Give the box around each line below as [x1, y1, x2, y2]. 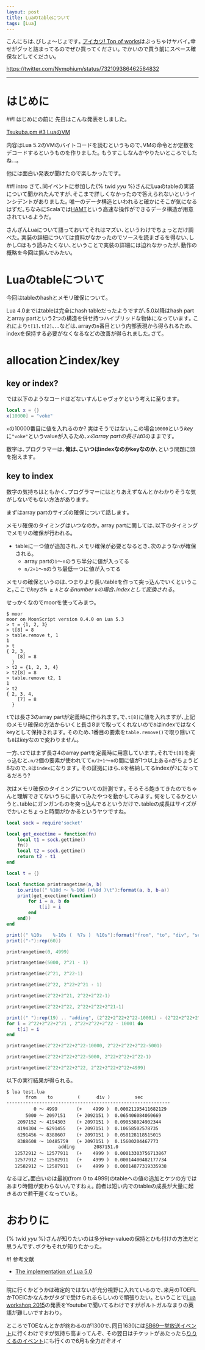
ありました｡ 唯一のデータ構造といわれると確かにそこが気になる [38, 198, 197, 205]
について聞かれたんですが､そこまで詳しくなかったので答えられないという [6, 190, 190, 198]
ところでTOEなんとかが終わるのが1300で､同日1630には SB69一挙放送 [6, 1322, 181, 1329]
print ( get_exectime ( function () [17, 892, 97, 899]
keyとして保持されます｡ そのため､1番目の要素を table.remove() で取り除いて [6, 728, 196, 735]
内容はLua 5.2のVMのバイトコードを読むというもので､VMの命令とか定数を [6, 142, 195, 149]
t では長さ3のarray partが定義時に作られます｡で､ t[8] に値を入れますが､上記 [6, 713, 195, 720]
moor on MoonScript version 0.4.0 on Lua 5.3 [6, 616, 124, 623]
